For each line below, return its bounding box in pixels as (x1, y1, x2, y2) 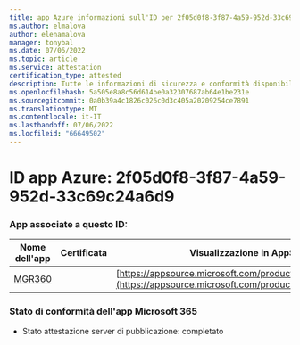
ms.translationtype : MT (9, 104, 98, 113)
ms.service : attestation (9, 63, 102, 72)
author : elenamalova (9, 29, 87, 38)
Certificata (60, 247, 108, 259)
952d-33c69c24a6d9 (9, 186, 175, 207)
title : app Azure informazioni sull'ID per (9, 12, 174, 22)
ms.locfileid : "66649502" (9, 129, 105, 138)
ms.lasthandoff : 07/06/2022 (9, 121, 114, 130)
